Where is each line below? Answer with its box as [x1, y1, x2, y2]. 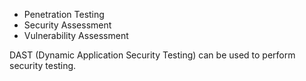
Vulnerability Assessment [23, 30, 129, 41]
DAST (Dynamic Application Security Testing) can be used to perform [9, 49, 296, 61]
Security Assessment [23, 19, 112, 31]
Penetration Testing [23, 9, 105, 20]
